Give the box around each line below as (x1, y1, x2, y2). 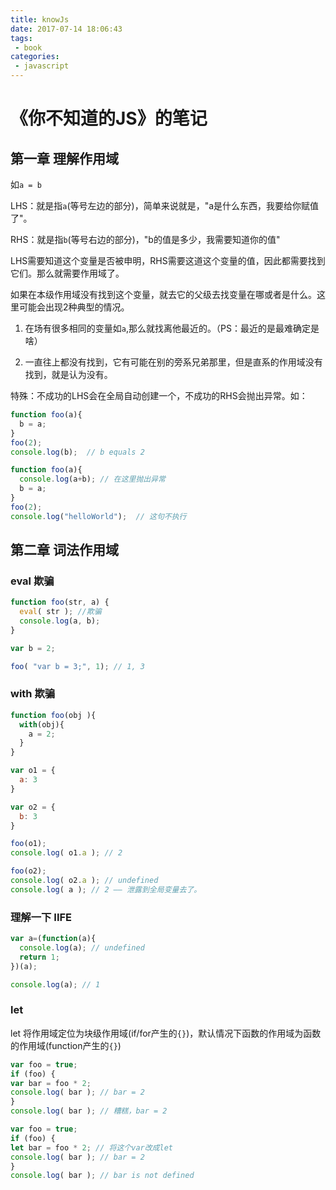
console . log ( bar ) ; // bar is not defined (10, 1171, 195, 1181)
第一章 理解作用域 (10, 150, 119, 167)
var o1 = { (10, 766, 56, 776)
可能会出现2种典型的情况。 (18, 301, 130, 313)
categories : (10, 52, 60, 62)
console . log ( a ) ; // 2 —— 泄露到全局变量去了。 (10, 884, 202, 895)
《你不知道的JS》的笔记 (10, 107, 208, 130)
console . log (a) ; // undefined (19, 943, 145, 953)
